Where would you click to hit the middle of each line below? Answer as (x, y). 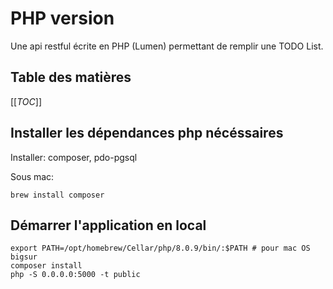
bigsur (24, 257)
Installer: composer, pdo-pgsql (74, 157)
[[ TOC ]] (26, 101)
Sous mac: (32, 176)
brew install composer (57, 195)
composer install (46, 266)
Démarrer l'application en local (108, 225)
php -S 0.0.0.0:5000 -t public (75, 275)
